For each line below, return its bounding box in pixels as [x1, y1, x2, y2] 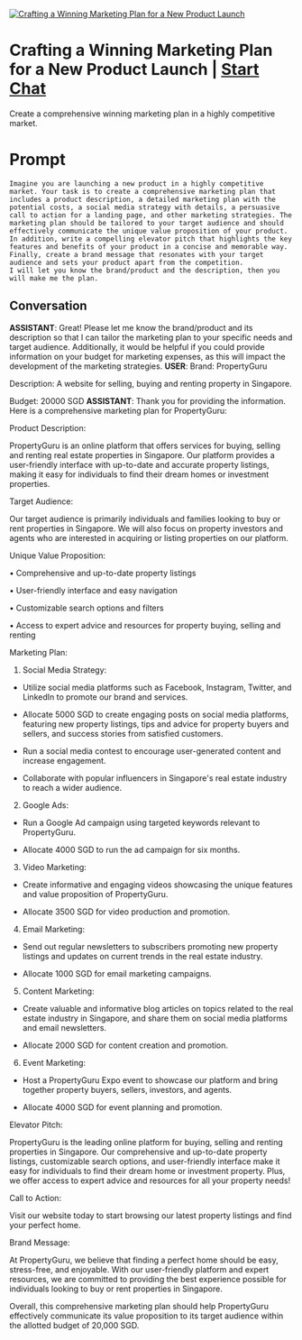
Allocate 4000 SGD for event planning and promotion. [22, 1101, 223, 1113]
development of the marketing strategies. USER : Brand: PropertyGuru [9, 361, 268, 372]
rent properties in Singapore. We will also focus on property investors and [9, 523, 284, 534]
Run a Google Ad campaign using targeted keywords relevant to [22, 817, 261, 828]
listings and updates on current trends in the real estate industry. [22, 950, 263, 961]
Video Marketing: [22, 861, 87, 872]
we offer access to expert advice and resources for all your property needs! [9, 1175, 291, 1186]
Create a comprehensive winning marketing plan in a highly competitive [9, 108, 276, 119]
